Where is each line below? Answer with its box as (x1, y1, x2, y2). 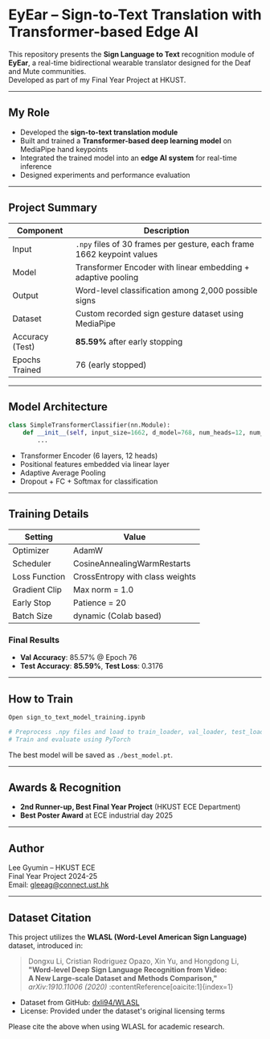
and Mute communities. (8, 66, 87, 76)
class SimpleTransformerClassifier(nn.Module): (8, 421, 171, 430)
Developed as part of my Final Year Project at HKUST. (8, 75, 186, 85)
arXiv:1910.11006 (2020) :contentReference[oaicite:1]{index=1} (27, 982, 234, 992)
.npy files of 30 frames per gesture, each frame (75, 238, 255, 249)
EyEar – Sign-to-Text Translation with (8, 6, 262, 24)
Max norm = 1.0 (72, 583, 134, 595)
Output (12, 290, 39, 301)
